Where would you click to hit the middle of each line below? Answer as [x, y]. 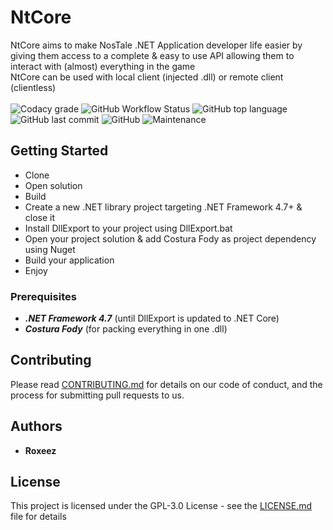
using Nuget [50, 249]
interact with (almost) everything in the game [103, 66]
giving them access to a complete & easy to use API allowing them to [152, 55]
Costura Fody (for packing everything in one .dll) [126, 329]
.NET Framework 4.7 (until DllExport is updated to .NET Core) [152, 318]
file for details [38, 517]
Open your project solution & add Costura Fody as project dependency [170, 238]
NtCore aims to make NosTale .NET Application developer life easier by [156, 45]
